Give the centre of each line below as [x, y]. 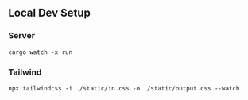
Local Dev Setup [50, 13]
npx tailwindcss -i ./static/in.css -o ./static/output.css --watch [124, 88]
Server [22, 36]
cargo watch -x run [41, 52]
